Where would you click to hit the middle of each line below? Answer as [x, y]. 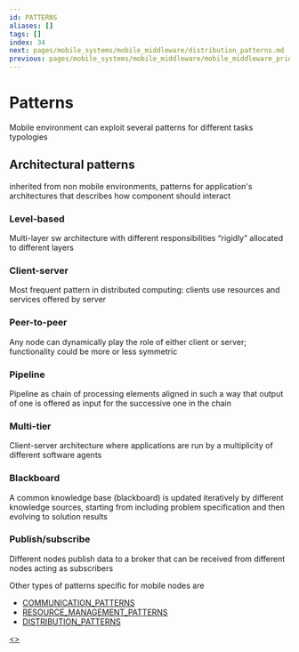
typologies [29, 137]
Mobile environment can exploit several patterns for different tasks [131, 127]
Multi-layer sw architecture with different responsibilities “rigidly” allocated [146, 238]
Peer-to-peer [38, 323]
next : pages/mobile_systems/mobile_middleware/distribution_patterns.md [147, 51]
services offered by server [58, 300]
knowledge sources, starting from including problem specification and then [147, 507]
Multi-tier [30, 426]
